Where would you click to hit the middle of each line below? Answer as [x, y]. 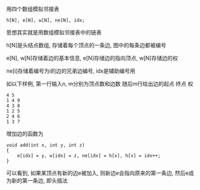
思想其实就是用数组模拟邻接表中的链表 [54, 32]
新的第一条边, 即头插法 [39, 181]
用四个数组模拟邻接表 [33, 9]
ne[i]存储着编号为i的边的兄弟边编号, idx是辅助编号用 [71, 71]
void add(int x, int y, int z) [46, 145]
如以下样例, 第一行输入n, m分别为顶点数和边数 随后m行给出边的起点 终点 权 [100, 84]
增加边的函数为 [25, 134]
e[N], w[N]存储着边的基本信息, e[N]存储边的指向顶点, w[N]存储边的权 [92, 58]
